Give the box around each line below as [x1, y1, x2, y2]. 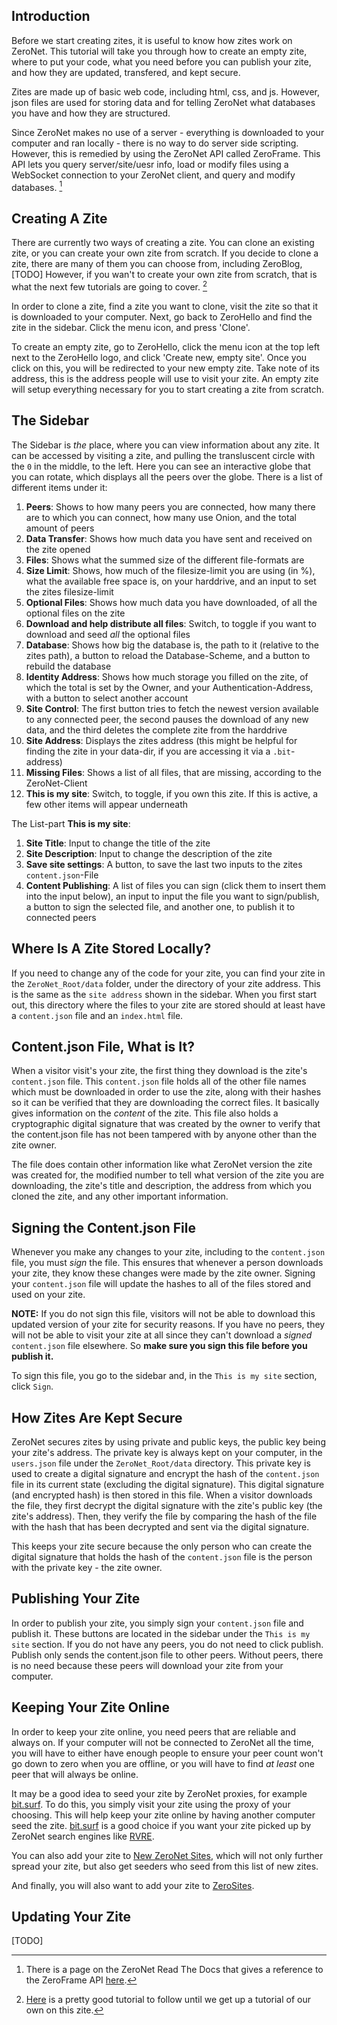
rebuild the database [25, 660, 112, 672]
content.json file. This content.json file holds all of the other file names [11, 1075, 307, 1088]
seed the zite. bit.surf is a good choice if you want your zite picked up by [11, 1819, 312, 1831]
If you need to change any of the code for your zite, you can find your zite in [11, 967, 326, 979]
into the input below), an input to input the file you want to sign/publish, [25, 890, 320, 902]
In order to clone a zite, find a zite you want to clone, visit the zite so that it [11, 300, 318, 312]
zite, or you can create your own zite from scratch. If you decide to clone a [11, 247, 319, 259]
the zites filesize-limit [25, 585, 114, 598]
